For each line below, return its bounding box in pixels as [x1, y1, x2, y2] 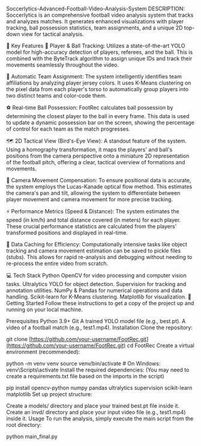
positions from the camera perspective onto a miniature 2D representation [6, 152, 190, 159]
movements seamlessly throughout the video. [6, 61, 119, 68]
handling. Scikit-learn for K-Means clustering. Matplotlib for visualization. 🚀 [6, 293, 192, 300]
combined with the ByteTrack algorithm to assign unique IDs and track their [6, 55, 193, 62]
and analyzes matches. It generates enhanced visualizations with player [6, 18, 184, 25]
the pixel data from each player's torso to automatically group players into [6, 86, 189, 92]
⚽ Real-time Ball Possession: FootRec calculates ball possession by [6, 104, 173, 111]
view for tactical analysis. [21, 31, 84, 38]
